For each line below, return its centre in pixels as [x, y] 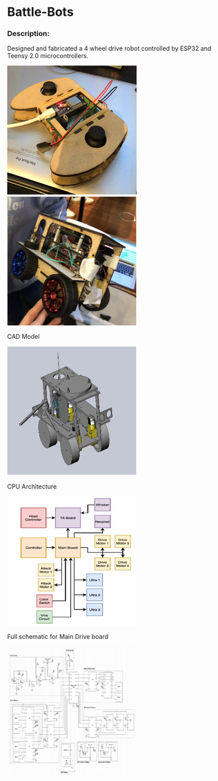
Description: [28, 34]
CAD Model [23, 337]
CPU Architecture [32, 486]
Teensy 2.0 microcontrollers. [48, 56]
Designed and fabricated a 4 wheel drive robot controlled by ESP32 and [109, 48]
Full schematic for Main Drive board [58, 637]
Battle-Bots [40, 12]
